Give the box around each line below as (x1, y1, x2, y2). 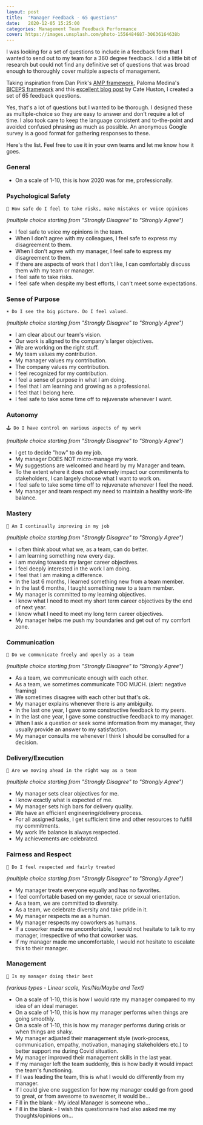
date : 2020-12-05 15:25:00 (6, 20, 80, 26)
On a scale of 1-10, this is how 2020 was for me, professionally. (15, 177, 173, 184)
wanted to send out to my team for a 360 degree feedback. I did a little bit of (6, 55, 197, 62)
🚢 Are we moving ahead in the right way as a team (6, 768, 137, 774)
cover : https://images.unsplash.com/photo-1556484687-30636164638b (6, 32, 181, 38)
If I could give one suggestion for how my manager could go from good (15, 1086, 193, 1093)
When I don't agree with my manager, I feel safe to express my (15, 247, 171, 255)
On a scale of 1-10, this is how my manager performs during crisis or (15, 1021, 186, 1029)
